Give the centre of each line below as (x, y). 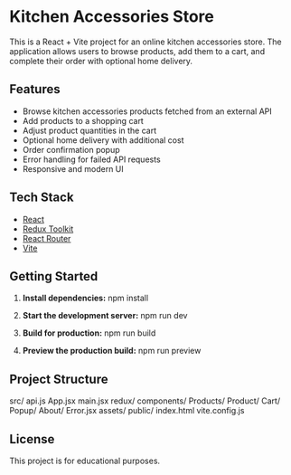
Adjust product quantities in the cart (89, 130)
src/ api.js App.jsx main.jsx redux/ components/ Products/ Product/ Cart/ (145, 401)
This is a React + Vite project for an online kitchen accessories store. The (145, 42)
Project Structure (59, 379)
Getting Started (54, 276)
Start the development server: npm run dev (105, 316)
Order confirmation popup (71, 149)
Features (35, 89)
